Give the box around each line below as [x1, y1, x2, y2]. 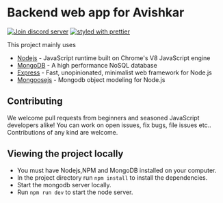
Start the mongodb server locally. [16, 180, 112, 189]
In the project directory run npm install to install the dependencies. [16, 173, 208, 182]
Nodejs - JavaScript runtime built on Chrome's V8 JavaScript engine [16, 53, 211, 62]
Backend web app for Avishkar [7, 5, 185, 21]
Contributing [7, 96, 63, 107]
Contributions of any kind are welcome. [7, 128, 118, 136]
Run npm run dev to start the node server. [16, 188, 133, 196]
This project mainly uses [7, 40, 77, 49]
